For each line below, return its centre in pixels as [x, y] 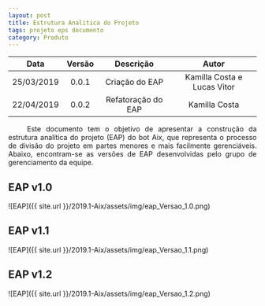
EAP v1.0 [30, 187]
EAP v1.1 [29, 231]
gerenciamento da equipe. [51, 163]
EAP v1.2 [30, 275]
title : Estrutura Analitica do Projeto [74, 23]
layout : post [30, 15]
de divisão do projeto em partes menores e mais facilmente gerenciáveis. [132, 146]
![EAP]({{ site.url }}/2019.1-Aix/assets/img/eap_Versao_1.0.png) [109, 206]
